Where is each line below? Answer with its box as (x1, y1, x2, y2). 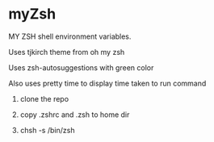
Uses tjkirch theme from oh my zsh (8, 47, 125, 56)
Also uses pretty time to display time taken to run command (8, 78, 207, 88)
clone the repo (19, 94, 69, 103)
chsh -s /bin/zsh (19, 125, 75, 135)
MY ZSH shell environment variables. (8, 31, 132, 41)
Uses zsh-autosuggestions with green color (8, 62, 154, 73)
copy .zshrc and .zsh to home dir (19, 110, 130, 119)
